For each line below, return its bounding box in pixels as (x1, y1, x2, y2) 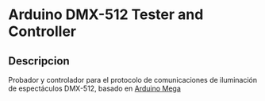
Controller (8, 22, 77, 41)
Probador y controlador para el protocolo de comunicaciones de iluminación (8, 76, 258, 84)
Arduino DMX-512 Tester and (8, 6, 204, 24)
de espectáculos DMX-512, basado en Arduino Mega (8, 84, 181, 93)
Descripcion (8, 54, 70, 68)
